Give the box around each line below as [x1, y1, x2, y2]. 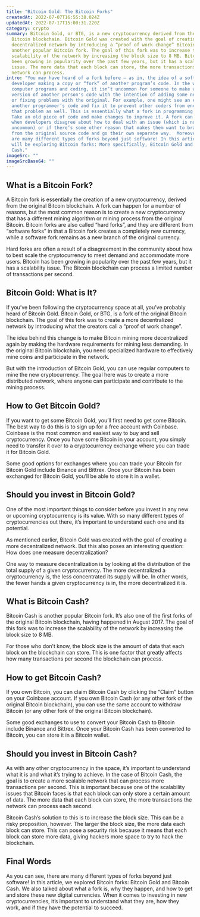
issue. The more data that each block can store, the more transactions [11, 64, 196, 70]
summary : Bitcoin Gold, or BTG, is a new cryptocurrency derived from [6, 31, 185, 37]
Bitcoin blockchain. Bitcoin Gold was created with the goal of [11, 36, 174, 42]
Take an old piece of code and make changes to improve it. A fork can [11, 114, 193, 120]
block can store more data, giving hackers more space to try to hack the [6, 833, 183, 840]
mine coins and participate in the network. [6, 353, 110, 360]
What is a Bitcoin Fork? [6, 180, 93, 190]
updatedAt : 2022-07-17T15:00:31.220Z [6, 20, 100, 26]
